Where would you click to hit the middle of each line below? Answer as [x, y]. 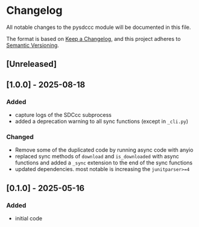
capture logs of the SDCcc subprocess [63, 115]
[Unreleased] [32, 64]
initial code [29, 218]
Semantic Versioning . [33, 45]
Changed [20, 137]
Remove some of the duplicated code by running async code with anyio [104, 150]
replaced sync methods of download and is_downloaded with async [97, 157]
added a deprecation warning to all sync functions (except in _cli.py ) [102, 122]
